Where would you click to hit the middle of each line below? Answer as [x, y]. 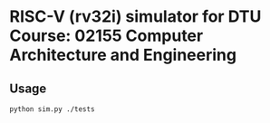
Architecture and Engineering [123, 55]
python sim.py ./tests [52, 109]
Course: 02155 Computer [106, 36]
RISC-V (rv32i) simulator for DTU [135, 17]
